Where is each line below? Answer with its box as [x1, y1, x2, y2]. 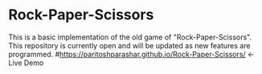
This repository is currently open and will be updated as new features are [8, 40, 251, 50]
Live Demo [8, 58, 44, 68]
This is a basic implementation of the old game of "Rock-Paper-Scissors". [8, 32, 252, 42]
